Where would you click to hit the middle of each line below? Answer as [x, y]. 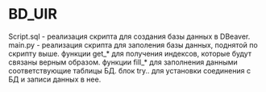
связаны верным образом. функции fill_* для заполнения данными [123, 62]
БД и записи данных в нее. [55, 79]
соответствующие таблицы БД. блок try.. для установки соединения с [130, 70]
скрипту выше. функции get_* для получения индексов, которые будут [130, 53]
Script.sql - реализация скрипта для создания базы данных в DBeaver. [129, 36]
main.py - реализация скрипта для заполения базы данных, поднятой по [133, 44]
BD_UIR [33, 14]
